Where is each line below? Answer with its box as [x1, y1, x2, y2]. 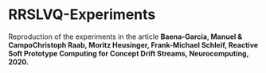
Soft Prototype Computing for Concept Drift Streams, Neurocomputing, [8, 48, 249, 58]
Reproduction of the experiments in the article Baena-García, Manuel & [8, 32, 243, 41]
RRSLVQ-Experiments [8, 6, 156, 24]
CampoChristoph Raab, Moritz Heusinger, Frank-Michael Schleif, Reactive [8, 40, 259, 49]
